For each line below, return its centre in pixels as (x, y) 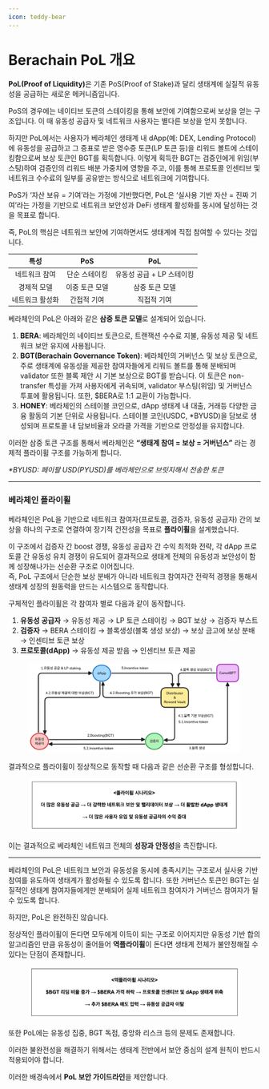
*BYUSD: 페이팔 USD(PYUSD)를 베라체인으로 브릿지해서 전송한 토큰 (116, 470)
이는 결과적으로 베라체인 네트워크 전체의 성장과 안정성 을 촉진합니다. (113, 846)
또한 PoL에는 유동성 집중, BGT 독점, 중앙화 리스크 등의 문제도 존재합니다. (122, 1032)
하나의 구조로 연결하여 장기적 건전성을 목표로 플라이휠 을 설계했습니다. (131, 529)
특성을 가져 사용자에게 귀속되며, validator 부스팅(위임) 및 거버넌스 (150, 386)
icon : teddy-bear (37, 17)
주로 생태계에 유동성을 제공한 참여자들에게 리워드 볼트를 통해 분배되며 (128, 366)
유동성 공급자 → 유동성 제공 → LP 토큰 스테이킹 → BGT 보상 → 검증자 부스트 (139, 620)
